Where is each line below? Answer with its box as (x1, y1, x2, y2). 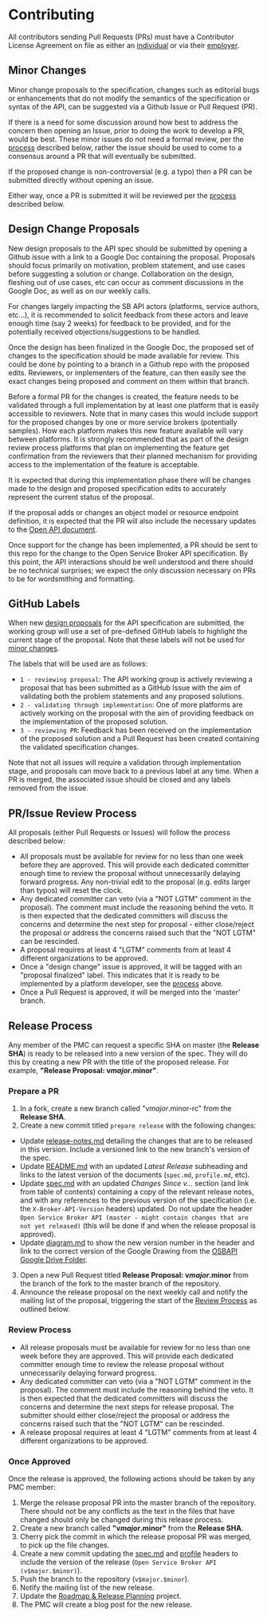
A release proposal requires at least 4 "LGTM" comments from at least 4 (19, 1427, 257, 1437)
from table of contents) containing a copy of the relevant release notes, (19, 1187, 254, 1197)
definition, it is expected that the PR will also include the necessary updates (8, 516, 257, 525)
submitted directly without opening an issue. (8, 175, 154, 184)
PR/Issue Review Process (8, 807, 137, 820)
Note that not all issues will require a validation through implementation (8, 758, 241, 767)
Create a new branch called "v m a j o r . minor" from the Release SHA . (19, 1523, 244, 1532)
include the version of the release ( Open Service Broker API (19, 1557, 217, 1567)
